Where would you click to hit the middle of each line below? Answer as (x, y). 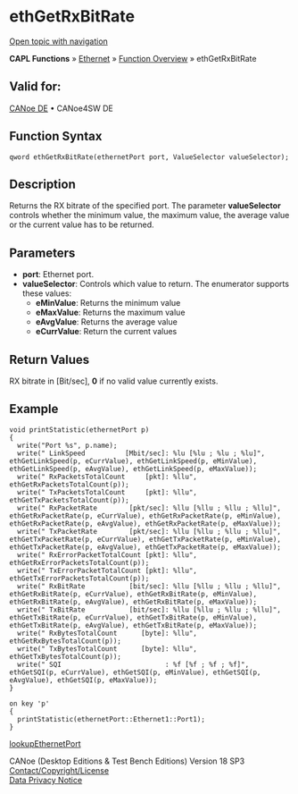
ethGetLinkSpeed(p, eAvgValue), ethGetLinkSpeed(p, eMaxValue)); (133, 469)
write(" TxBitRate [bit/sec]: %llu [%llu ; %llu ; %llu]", (149, 610)
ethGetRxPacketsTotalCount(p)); (69, 485)
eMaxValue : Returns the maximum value (110, 313)
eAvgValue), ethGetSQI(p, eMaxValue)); (83, 680)
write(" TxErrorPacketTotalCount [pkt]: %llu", (108, 570)
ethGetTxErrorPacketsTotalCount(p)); (79, 579)
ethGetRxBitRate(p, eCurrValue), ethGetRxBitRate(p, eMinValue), (133, 594)
